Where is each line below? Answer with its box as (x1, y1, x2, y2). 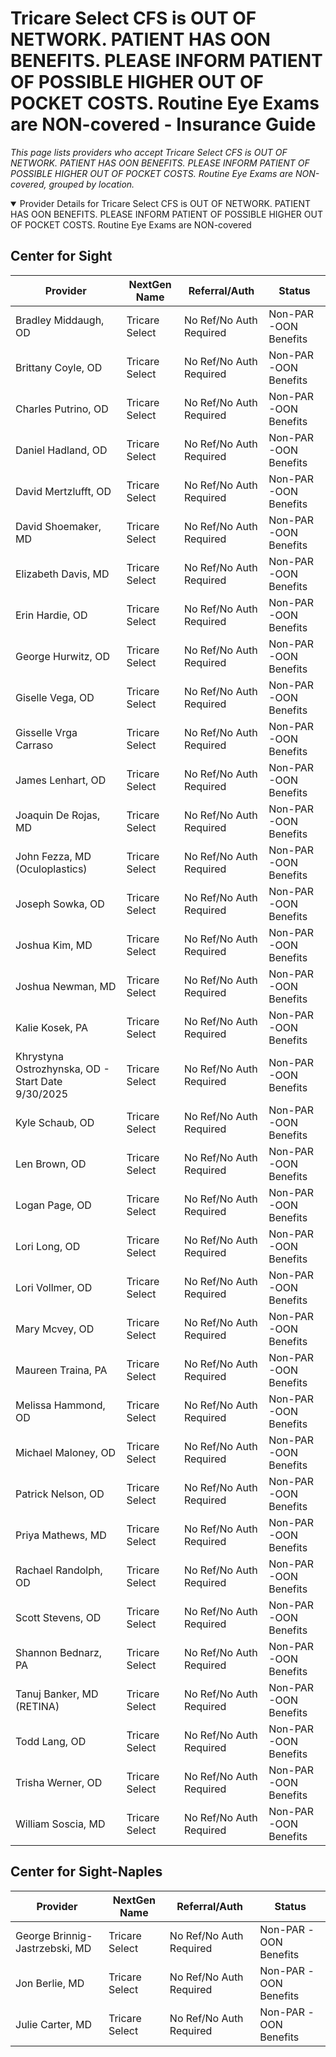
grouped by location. (48, 178, 135, 190)
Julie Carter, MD (15, 2017, 92, 2031)
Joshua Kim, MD (15, 938, 93, 952)
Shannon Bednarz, (15, 1645, 103, 1659)
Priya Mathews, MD (15, 1528, 107, 1542)
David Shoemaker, (15, 519, 102, 533)
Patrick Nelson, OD (15, 1487, 105, 1501)
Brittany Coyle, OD (15, 360, 103, 374)
